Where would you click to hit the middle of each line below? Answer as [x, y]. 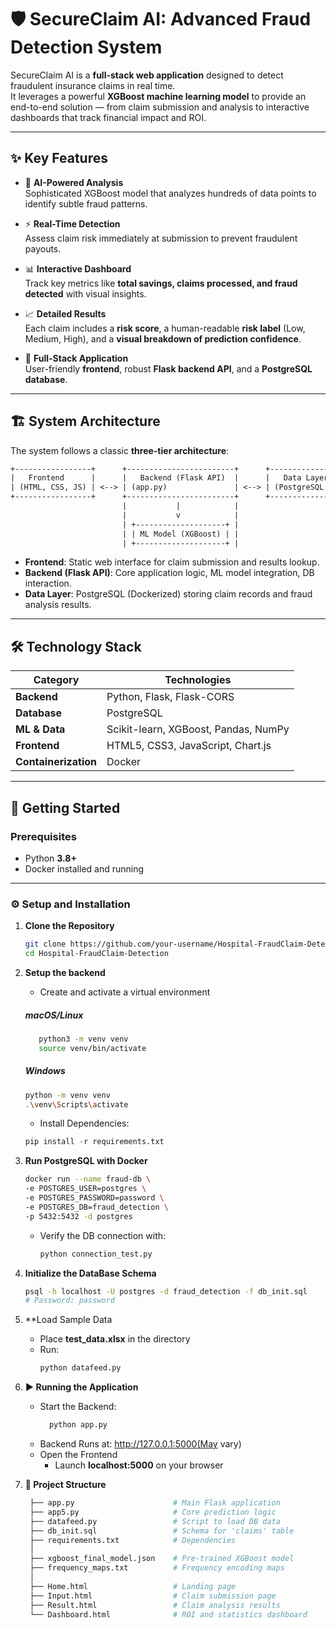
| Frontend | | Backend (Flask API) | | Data [156, 478]
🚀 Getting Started [65, 807]
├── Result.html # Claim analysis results [155, 1605]
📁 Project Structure [65, 1485]
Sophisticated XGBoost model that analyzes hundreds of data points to [170, 193]
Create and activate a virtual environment [125, 992]
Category [56, 680]
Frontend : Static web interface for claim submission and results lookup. [172, 562]
